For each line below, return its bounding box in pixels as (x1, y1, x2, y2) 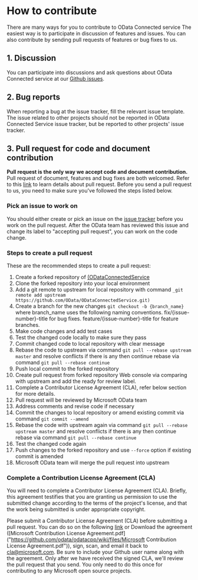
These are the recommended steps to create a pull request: (6, 262, 151, 269)
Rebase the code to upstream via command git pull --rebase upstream (15, 346, 192, 353)
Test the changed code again (15, 440, 87, 447)
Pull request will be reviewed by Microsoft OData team (15, 396, 147, 403)
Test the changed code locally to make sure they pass (15, 334, 147, 341)
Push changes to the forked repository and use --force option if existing (15, 446, 192, 453)
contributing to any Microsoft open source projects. (6, 567, 132, 575)
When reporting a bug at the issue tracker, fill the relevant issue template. (6, 108, 185, 115)
